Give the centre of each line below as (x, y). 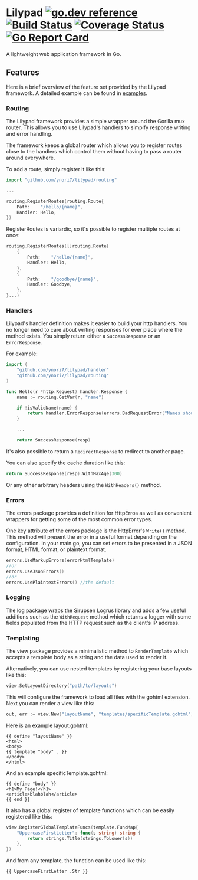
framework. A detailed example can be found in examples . (77, 93)
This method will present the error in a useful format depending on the (91, 537)
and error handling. (29, 134)
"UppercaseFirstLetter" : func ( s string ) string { (79, 833)
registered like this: (29, 816)
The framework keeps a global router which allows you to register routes (94, 145)
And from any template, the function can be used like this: (76, 861)
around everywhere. (31, 158)
